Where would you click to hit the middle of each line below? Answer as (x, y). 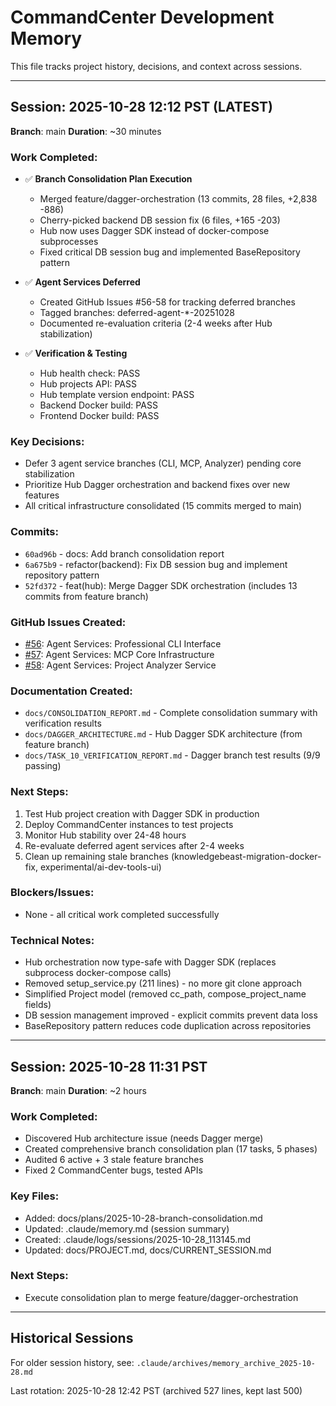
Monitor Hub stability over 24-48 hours (105, 835)
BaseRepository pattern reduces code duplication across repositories (168, 1026)
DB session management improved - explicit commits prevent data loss (171, 1015)
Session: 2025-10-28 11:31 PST (109, 1066)
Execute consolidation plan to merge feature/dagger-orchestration (161, 1297)
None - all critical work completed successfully (122, 914)
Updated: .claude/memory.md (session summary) (127, 1228)
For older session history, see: (72, 1362)
